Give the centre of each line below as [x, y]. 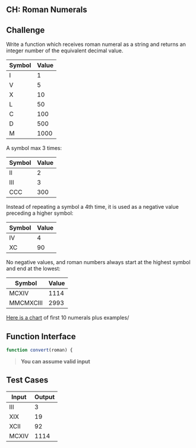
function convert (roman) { [39, 350]
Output [45, 397]
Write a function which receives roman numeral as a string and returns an [96, 45]
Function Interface [41, 336]
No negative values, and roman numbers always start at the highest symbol [99, 262]
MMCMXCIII [26, 303]
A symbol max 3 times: [34, 148]
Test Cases [27, 380]
